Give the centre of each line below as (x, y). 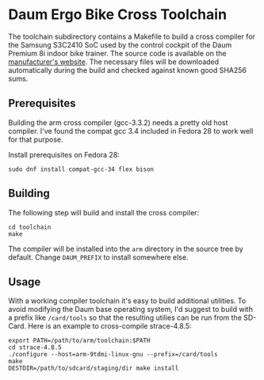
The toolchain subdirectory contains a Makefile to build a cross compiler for (132, 36)
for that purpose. (36, 139)
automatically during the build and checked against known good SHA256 (128, 70)
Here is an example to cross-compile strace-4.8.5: (109, 326)
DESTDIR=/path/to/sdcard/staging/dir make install (94, 369)
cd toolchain (30, 227)
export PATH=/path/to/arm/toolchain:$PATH (79, 341)
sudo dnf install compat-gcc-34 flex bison (81, 169)
